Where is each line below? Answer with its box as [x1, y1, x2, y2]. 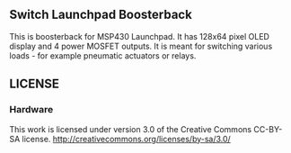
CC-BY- [253, 123, 283, 134]
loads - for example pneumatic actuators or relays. [9, 49, 197, 61]
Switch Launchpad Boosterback [9, 7, 193, 22]
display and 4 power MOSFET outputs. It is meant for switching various [9, 40, 273, 51]
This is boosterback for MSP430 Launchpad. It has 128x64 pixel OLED [9, 31, 269, 41]
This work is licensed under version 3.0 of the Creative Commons [9, 123, 252, 134]
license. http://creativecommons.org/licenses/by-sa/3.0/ [22, 133, 231, 144]
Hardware [9, 103, 54, 116]
